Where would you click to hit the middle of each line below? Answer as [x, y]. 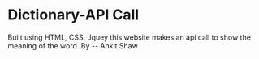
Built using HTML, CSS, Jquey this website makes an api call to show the [129, 37]
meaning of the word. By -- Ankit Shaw [73, 45]
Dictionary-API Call [73, 15]
